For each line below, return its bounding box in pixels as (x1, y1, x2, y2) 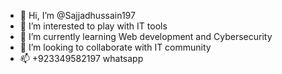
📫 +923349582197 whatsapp (19, 53, 144, 64)
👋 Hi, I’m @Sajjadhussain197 (19, 10, 136, 21)
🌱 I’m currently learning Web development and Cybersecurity (19, 31, 273, 42)
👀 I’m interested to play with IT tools (19, 20, 168, 32)
